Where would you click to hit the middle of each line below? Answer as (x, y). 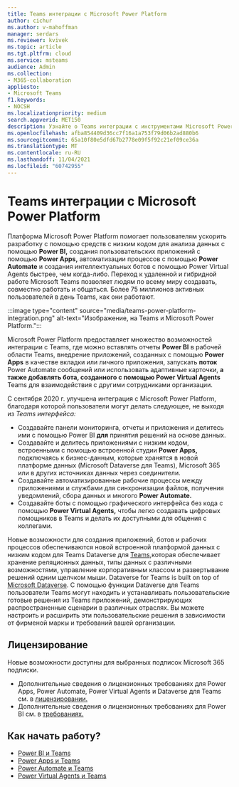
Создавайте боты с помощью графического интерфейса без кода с (120, 503)
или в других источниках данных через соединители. (99, 472)
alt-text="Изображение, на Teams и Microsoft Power (135, 318)
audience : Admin (31, 67)
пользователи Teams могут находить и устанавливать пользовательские (118, 592)
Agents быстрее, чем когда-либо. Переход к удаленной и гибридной (112, 274)
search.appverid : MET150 (44, 120)
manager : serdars (33, 34)
